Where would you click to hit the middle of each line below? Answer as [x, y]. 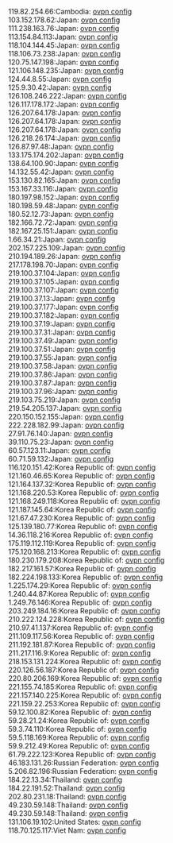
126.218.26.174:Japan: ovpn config [64, 138]
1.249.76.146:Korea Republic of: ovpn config [80, 602]
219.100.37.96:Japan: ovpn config [63, 391]
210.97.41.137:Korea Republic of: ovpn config [81, 628]
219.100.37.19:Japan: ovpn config [62, 324]
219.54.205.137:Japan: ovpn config [65, 408]
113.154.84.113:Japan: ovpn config [63, 37]
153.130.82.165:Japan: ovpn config [64, 180]
